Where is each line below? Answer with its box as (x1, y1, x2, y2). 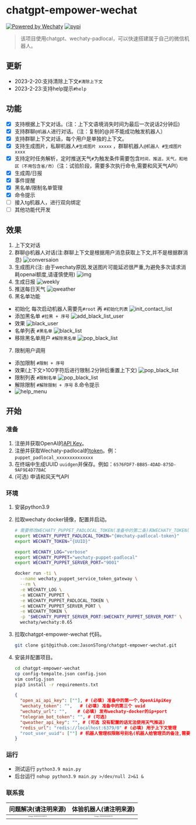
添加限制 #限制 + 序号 (14, 359, 65, 366)
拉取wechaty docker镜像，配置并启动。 (14, 516, 110, 523)
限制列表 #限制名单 (14, 374, 57, 381)
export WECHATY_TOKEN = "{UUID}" (14, 538, 91, 544)
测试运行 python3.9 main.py (14, 765, 82, 772)
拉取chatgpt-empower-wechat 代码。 (14, 631, 105, 638)
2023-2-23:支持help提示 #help (14, 85, 87, 92)
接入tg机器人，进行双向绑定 (14, 199, 81, 206)
